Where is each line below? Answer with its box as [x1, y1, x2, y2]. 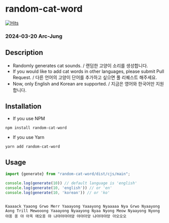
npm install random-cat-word [5, 125, 67, 130]
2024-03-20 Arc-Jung [5, 33, 62, 40]
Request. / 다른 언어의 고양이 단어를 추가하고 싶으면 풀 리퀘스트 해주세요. [12, 74, 157, 80]
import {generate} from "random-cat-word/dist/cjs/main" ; [5, 172, 130, 177]
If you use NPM [12, 116, 45, 122]
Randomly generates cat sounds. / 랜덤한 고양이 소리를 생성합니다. [12, 62, 148, 69]
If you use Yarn [12, 134, 45, 141]
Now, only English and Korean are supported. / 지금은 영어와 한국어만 [12, 80, 155, 87]
